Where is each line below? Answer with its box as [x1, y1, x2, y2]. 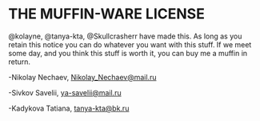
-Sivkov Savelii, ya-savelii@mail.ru [8, 87, 122, 97]
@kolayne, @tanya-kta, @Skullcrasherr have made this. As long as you [8, 31, 242, 41]
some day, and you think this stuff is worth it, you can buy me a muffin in [8, 48, 248, 58]
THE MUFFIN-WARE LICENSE [8, 5, 206, 23]
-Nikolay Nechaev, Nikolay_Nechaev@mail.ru [8, 72, 157, 82]
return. [8, 57, 30, 67]
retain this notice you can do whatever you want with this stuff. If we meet [8, 39, 252, 49]
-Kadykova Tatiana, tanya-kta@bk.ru [8, 103, 130, 113]
